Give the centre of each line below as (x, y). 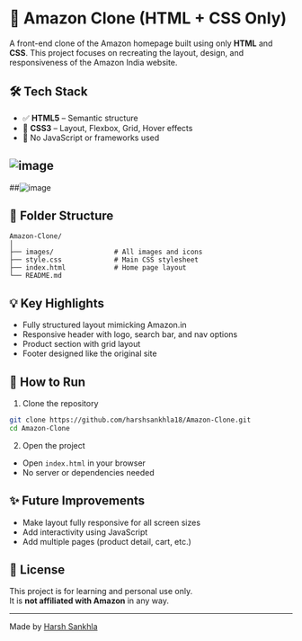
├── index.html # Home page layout (98, 268)
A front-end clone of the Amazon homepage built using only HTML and (141, 43)
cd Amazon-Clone (40, 428)
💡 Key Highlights (57, 303)
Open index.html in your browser (84, 463)
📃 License (37, 570)
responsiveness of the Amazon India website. (93, 62)
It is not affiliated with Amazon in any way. (89, 601)
